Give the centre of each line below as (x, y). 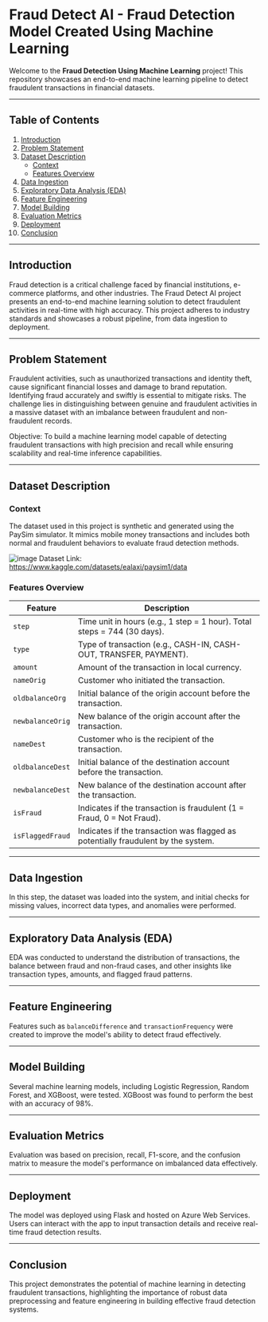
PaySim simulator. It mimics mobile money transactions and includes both (129, 535)
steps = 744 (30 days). (121, 632)
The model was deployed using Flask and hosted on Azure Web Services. (130, 1215)
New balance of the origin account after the (159, 716)
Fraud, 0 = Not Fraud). (119, 818)
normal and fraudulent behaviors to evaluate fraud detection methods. (124, 543)
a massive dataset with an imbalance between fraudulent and (110, 412)
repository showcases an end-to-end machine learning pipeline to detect (129, 79)
